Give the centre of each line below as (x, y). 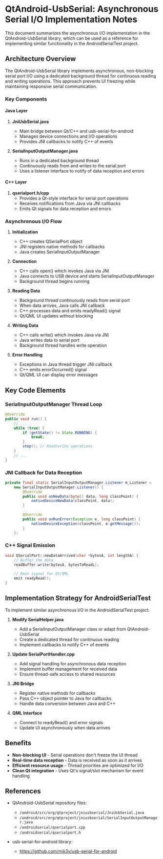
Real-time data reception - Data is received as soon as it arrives (77, 760)
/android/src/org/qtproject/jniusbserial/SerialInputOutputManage (88, 818)
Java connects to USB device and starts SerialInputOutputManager (87, 276)
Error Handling (27, 355)
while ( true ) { (29, 428)
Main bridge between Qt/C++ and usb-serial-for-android (76, 131)
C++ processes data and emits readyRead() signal (70, 311)
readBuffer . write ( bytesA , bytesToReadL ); (56, 565)
